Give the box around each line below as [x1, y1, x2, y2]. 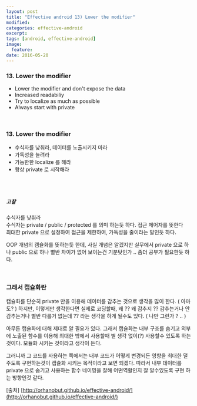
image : [6, 42, 22, 48]
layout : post [6, 8, 38, 15]
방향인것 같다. [12, 374, 44, 381]
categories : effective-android [6, 25, 83, 31]
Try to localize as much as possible [14, 98, 100, 105]
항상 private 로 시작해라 [14, 166, 69, 173]
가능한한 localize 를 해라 [14, 159, 72, 166]
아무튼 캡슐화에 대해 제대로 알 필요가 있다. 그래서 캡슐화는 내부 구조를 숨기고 [6, 325, 181, 332]
